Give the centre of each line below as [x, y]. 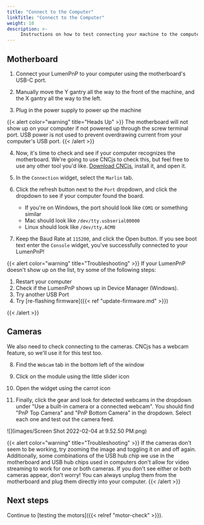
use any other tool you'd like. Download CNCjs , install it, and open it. [101, 166]
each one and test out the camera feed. [65, 419]
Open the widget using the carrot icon [63, 388]
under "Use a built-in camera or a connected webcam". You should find [105, 406]
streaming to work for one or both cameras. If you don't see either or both [99, 469]
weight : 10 [21, 23]
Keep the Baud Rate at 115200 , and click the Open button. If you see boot [106, 239]
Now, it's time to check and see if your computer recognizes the [96, 153]
